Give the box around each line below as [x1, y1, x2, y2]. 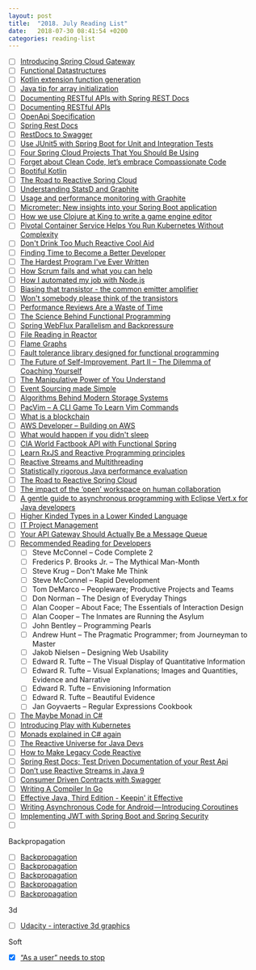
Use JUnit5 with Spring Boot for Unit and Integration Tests [19, 138, 214, 148]
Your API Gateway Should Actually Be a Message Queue [19, 529, 208, 539]
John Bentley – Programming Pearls [31, 620, 152, 630]
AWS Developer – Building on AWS [19, 420, 136, 430]
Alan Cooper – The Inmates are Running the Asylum [31, 611, 204, 621]
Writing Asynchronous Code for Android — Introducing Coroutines [19, 802, 239, 812]
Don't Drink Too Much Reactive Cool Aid [19, 238, 155, 248]
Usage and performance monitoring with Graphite [19, 193, 186, 203]
